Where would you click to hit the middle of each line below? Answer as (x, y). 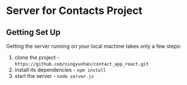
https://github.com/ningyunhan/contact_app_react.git (81, 64)
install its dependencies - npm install (60, 70)
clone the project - (37, 57)
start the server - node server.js (54, 76)
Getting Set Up (33, 32)
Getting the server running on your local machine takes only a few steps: (94, 46)
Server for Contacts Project (74, 11)
